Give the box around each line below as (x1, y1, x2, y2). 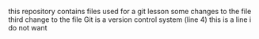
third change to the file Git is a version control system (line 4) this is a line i (8, 15, 252, 24)
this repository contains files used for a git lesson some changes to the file (8, 7, 252, 16)
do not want (8, 23, 48, 32)
